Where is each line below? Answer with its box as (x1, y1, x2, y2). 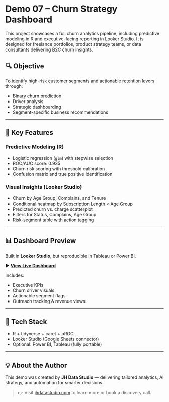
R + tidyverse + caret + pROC (12, 331, 74, 337)
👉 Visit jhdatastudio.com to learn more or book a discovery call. (17, 390, 152, 396)
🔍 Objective (5, 62, 44, 71)
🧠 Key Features (5, 128, 54, 137)
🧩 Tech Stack (5, 317, 47, 326)
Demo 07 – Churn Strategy (5, 3, 118, 15)
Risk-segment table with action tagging (12, 217, 94, 223)
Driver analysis (12, 98, 44, 104)
